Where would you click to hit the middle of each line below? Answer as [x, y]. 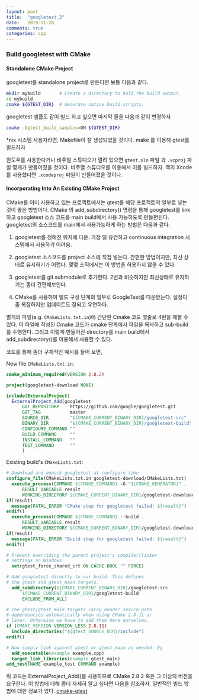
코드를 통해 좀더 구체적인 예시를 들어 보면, [54, 351]
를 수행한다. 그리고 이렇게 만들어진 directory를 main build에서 [78, 331]
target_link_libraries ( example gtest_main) [66, 659]
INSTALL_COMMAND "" [49, 440]
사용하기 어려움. [54, 244]
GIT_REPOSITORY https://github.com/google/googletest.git [99, 407]
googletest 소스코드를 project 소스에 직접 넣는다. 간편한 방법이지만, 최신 [98, 257]
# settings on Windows [34, 561]
